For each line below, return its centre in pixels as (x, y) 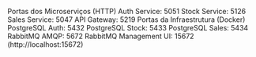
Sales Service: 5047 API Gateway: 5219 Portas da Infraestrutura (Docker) (126, 20)
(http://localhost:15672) (45, 45)
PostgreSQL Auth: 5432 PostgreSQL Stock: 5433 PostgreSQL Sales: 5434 (128, 28)
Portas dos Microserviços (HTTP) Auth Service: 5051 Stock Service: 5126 (127, 11)
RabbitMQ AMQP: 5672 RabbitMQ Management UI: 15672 (101, 36)
